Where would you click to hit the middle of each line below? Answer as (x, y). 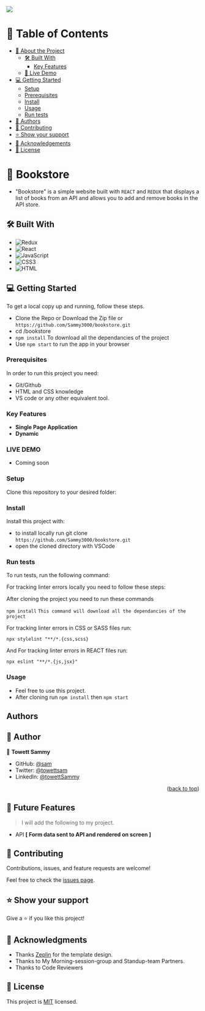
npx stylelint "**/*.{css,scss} (47, 640)
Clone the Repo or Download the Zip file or (69, 318)
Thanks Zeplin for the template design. (64, 955)
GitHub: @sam (33, 763)
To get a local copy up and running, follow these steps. (76, 306)
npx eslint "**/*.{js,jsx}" (42, 662)
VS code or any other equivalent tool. (62, 398)
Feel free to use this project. (50, 690)
